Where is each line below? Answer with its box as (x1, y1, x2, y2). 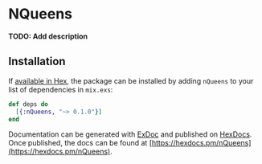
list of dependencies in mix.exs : (8, 84, 113, 94)
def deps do (8, 100, 48, 109)
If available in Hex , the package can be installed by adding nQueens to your (8, 76, 254, 85)
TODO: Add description (8, 31, 88, 41)
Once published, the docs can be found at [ (8, 138, 153, 148)
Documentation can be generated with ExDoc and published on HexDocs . (8, 129, 252, 139)
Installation (8, 55, 66, 68)
